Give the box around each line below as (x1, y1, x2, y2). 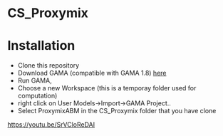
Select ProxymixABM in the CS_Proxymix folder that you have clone (17, 107, 217, 115)
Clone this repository (17, 61, 80, 70)
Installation (7, 38, 76, 54)
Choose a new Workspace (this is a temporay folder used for (17, 84, 197, 93)
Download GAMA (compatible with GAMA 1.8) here (17, 69, 167, 78)
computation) (17, 91, 58, 100)
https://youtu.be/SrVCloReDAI (7, 120, 95, 129)
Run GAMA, (17, 76, 52, 85)
